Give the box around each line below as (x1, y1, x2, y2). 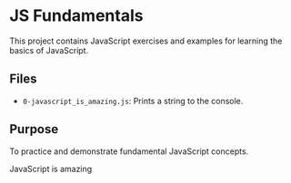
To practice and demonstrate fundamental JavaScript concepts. (9, 146, 249, 157)
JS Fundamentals (9, 5, 144, 26)
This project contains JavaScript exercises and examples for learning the (9, 35, 283, 46)
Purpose (9, 121, 59, 137)
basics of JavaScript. (9, 44, 89, 55)
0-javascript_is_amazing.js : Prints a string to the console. (22, 95, 244, 106)
